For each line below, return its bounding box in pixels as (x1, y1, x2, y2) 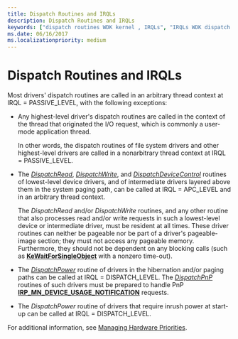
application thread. (36, 127, 92, 136)
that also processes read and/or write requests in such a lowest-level (17, 214, 220, 222)
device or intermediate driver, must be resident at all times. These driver (17, 222, 229, 230)
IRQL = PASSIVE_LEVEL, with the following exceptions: (7, 99, 168, 107)
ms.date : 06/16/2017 (7, 30, 69, 38)
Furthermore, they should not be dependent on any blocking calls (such (17, 244, 228, 253)
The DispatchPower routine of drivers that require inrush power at (17, 302, 211, 311)
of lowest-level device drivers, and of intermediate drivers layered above (17, 178, 231, 186)
